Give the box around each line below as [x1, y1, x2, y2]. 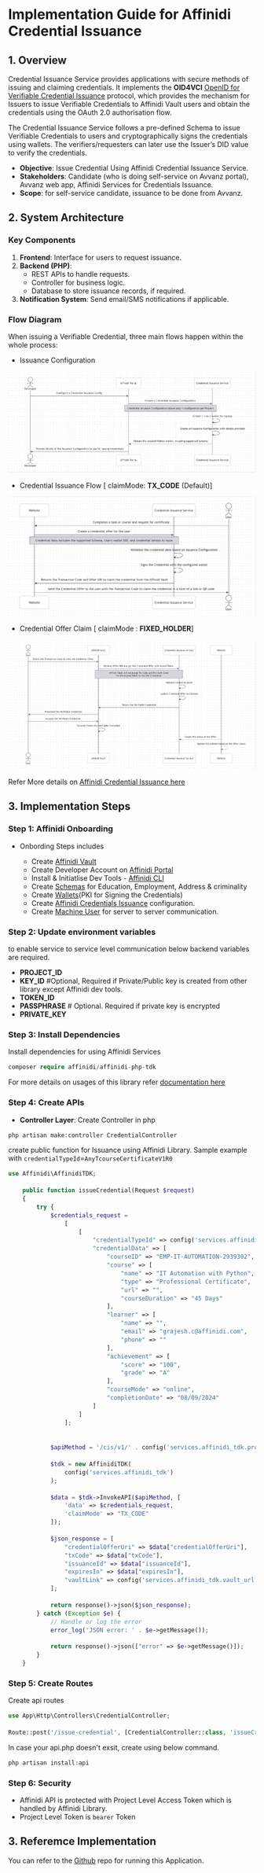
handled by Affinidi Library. [19, 1804, 108, 1813]
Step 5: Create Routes [8, 1677, 93, 1688]
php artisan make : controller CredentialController [8, 1131, 178, 1139]
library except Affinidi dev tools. [19, 984, 123, 994]
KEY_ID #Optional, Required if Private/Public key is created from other [19, 977, 247, 986]
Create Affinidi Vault [31, 856, 97, 866]
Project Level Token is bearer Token [19, 1812, 136, 1822]
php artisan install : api [8, 1759, 90, 1767]
